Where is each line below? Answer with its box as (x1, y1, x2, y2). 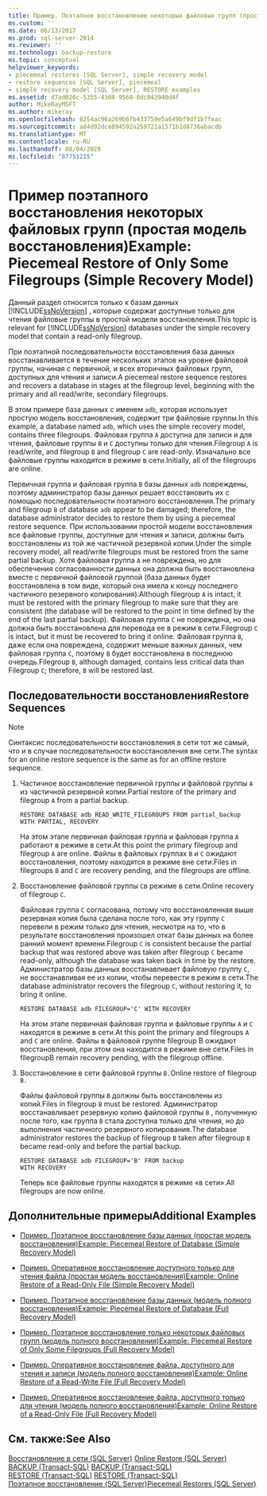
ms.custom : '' (8, 19, 56, 27)
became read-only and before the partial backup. (19, 1142, 182, 1151)
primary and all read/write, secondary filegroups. (8, 390, 169, 399)
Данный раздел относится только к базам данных (8, 298, 179, 307)
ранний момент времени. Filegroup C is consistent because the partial (19, 939, 252, 948)
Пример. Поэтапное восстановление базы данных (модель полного (19, 1295, 252, 1305)
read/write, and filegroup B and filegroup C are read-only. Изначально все (8, 447, 251, 456)
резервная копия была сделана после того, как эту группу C (19, 914, 225, 922)
